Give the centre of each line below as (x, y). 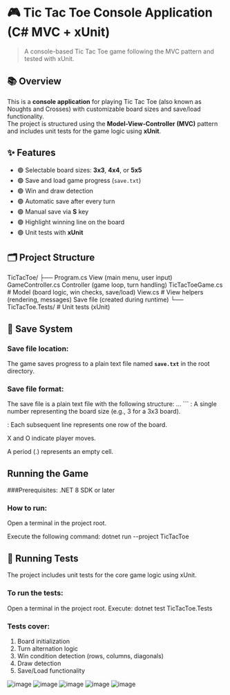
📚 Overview (35, 81)
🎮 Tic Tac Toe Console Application (110, 13)
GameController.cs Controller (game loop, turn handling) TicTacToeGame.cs (115, 285)
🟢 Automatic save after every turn (66, 201)
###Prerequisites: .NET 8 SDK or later (61, 490)
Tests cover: (29, 626)
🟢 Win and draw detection (55, 191)
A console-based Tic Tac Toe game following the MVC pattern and (119, 51)
